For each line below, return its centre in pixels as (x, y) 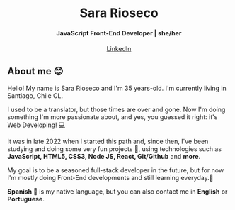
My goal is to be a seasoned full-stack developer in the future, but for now (116, 170)
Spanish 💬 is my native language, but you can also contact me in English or (117, 192)
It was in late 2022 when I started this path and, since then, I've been (108, 142)
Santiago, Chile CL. (35, 96)
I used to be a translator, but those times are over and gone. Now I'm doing (116, 110)
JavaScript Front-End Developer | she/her (119, 33)
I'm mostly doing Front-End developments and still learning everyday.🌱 (110, 178)
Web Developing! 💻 (36, 125)
